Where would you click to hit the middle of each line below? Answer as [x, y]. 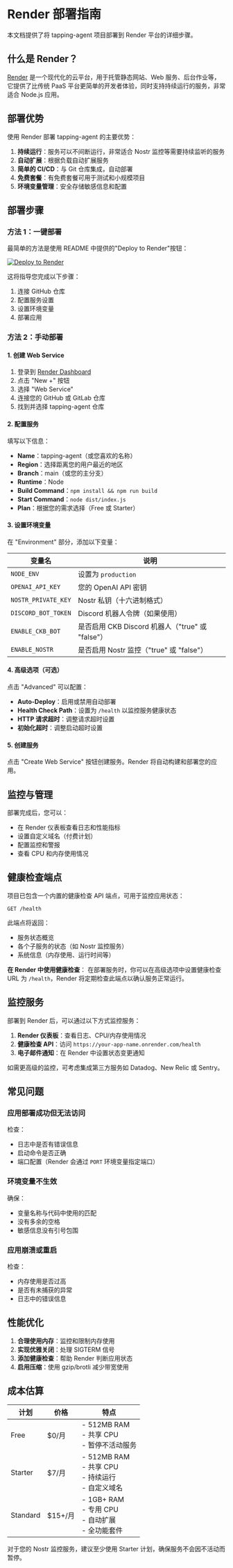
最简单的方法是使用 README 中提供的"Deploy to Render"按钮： [98, 249]
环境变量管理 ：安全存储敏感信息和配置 [72, 186]
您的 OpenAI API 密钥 [112, 587]
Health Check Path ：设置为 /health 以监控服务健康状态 [97, 710]
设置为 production [107, 574]
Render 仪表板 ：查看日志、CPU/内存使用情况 [81, 1035]
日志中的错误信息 [42, 1299]
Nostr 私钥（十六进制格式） [123, 600]
